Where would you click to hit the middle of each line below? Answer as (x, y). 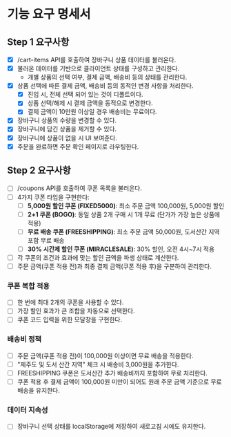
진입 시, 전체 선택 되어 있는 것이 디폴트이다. (85, 95)
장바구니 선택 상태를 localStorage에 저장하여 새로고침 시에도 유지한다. (111, 427)
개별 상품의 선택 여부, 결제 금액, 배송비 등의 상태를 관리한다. (107, 77)
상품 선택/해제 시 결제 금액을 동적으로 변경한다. (90, 103)
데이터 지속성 (28, 410)
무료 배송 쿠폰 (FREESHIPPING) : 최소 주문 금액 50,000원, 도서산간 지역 (123, 232)
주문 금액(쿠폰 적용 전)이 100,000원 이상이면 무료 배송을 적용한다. (105, 355)
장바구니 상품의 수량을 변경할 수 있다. (67, 120)
